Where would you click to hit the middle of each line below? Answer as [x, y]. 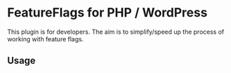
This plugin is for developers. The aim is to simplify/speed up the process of [115, 32]
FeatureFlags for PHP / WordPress [108, 13]
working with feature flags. [45, 39]
